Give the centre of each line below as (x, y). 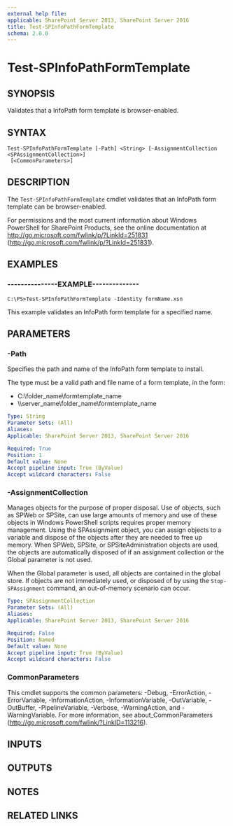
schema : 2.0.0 (28, 33)
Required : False (31, 633)
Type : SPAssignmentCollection (51, 601)
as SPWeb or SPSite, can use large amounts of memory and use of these (112, 515)
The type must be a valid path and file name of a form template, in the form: (116, 383)
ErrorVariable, (27, 700)
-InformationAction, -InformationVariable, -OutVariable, (128, 700)
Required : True (29, 449)
